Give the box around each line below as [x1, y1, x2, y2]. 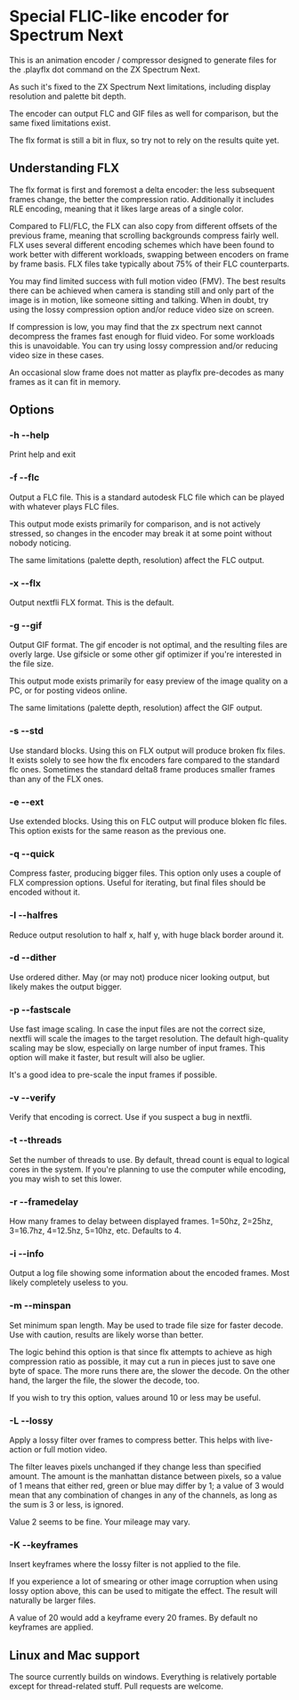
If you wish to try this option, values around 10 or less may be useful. [9, 1392, 261, 1402]
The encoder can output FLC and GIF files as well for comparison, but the [9, 108, 279, 119]
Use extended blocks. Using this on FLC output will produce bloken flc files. [9, 815, 287, 826]
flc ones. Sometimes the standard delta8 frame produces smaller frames [9, 764, 276, 774]
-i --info [9, 1247, 44, 1260]
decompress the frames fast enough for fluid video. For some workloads [9, 331, 276, 341]
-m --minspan [9, 1299, 71, 1312]
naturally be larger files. [9, 1595, 96, 1606]
